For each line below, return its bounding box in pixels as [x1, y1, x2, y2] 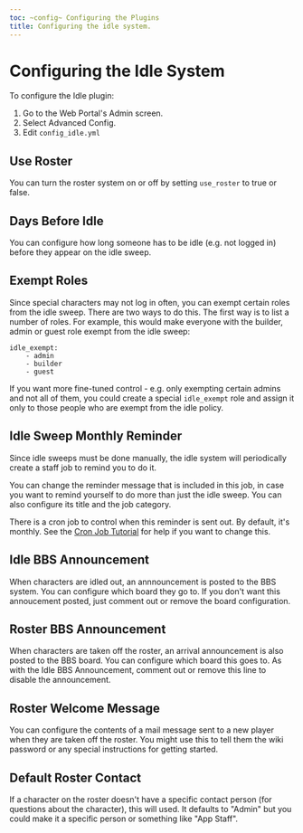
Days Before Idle [9, 213, 104, 229]
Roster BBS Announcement [9, 621, 166, 637]
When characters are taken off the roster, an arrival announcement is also [9, 646, 284, 657]
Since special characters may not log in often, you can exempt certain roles [9, 297, 290, 308]
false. [9, 187, 30, 198]
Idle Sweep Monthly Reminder [9, 429, 183, 444]
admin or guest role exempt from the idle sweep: [9, 326, 191, 336]
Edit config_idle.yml [22, 128, 101, 138]
